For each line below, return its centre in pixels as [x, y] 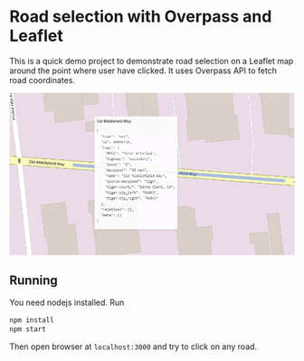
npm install [32, 320]
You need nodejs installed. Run [67, 302]
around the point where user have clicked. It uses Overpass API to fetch [143, 71]
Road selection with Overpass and [141, 17]
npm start [28, 329]
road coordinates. [42, 80]
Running [34, 281]
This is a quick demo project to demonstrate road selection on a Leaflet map [152, 61]
